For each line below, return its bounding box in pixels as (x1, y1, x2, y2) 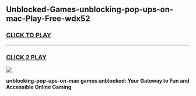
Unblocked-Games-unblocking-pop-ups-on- (6, 5, 174, 15)
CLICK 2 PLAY (6, 53, 47, 61)
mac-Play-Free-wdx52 (6, 14, 90, 24)
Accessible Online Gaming (6, 83, 72, 90)
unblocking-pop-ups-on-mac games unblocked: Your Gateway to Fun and (6, 77, 190, 84)
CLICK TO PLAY (6, 31, 51, 40)
